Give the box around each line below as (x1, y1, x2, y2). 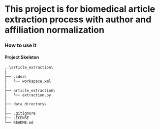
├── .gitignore (4, 111, 36, 116)
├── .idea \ (4, 74, 27, 79)
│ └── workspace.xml (4, 79, 51, 84)
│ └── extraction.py (4, 93, 51, 97)
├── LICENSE (4, 115, 29, 120)
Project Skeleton (4, 54, 39, 60)
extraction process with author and (4, 14, 152, 25)
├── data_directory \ (4, 102, 47, 107)
